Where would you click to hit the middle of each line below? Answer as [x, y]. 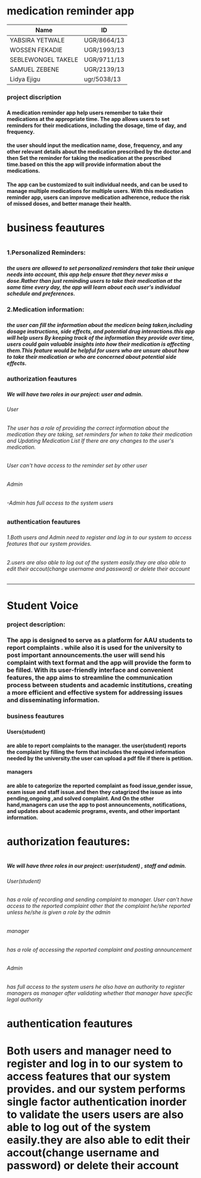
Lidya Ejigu [25, 79]
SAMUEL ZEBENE [35, 69]
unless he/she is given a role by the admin [59, 913]
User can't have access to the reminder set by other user [77, 466]
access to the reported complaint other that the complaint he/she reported [98, 906]
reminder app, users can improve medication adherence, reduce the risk [98, 197]
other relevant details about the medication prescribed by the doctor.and [99, 152]
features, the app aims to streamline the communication [89, 678]
